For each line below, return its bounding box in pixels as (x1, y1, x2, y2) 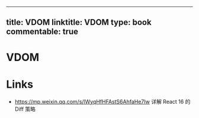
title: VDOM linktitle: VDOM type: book (6, 17, 152, 27)
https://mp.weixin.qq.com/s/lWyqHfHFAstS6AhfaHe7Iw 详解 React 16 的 (14, 98, 191, 105)
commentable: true (6, 27, 79, 37)
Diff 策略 (14, 105, 36, 113)
